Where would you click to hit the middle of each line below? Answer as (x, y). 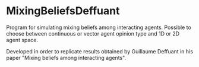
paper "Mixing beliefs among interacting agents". (66, 58)
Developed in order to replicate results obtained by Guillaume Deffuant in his (99, 51)
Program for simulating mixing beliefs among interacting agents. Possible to (99, 27)
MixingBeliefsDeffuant (63, 11)
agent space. (22, 40)
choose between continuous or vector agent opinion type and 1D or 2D (93, 33)
